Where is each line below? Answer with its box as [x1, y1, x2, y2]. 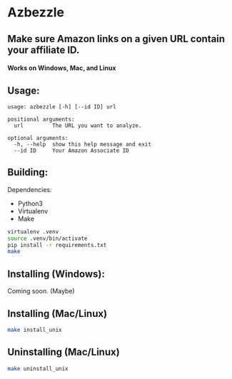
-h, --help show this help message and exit [14, 141, 152, 148]
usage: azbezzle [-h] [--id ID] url [7, 103, 116, 111]
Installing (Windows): [7, 268, 105, 280]
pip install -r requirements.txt [7, 241, 107, 248]
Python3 [17, 199, 43, 208]
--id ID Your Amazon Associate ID [14, 147, 130, 154]
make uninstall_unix [7, 365, 69, 372]
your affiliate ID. [7, 44, 80, 56]
